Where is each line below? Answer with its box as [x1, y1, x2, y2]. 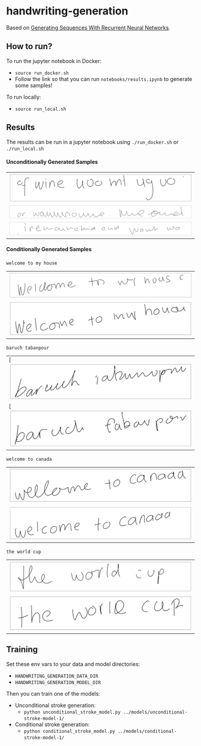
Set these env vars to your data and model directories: [6, 660, 141, 667]
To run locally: [6, 93, 41, 100]
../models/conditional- [117, 728, 177, 734]
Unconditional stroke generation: [14, 702, 96, 709]
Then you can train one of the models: [6, 690, 100, 697]
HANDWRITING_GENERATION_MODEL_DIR [14, 679, 101, 685]
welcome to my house [6, 260, 58, 266]
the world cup [6, 549, 42, 555]
